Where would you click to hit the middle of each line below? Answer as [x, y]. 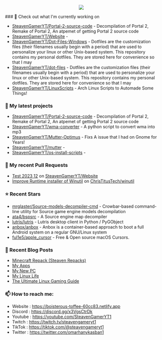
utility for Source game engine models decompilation [73, 211]
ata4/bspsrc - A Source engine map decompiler [59, 216]
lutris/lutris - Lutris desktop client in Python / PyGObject [68, 222]
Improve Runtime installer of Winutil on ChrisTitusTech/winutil [73, 181]
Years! [18, 142]
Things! [20, 93]
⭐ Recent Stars [23, 194]
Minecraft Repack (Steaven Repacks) [49, 261]
